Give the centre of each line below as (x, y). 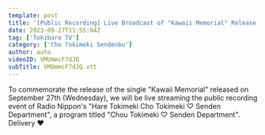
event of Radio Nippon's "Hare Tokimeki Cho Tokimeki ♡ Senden (115, 106)
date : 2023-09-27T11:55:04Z (55, 30)
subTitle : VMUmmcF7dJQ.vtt (53, 67)
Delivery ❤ (26, 122)
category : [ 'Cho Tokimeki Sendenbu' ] (70, 45)
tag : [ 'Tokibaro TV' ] (44, 37)
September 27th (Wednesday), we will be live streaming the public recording (133, 97)
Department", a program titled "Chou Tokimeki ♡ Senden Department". (124, 114)
